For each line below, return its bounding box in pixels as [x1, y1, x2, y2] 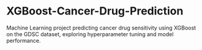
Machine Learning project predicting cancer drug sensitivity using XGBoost [6, 24, 196, 31]
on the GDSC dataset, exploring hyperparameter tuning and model [6, 30, 174, 37]
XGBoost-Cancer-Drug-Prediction [6, 4, 184, 18]
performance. [6, 37, 41, 44]
